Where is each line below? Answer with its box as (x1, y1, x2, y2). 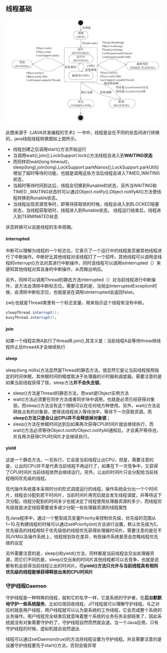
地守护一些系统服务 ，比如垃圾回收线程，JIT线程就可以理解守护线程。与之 (5, 601, 156, 607)
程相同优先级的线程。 (5, 475, 49, 481)
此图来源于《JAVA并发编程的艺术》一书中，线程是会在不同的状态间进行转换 (5, 129, 160, 135)
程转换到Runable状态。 (12, 195, 60, 201)
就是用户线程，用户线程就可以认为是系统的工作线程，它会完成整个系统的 (14, 607, 162, 613)
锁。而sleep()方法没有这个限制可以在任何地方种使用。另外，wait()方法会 (12, 402, 161, 408)
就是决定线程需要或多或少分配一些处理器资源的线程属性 (14, 504, 127, 510)
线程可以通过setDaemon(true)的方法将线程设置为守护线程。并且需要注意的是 (5, 636, 162, 642)
